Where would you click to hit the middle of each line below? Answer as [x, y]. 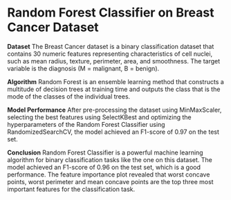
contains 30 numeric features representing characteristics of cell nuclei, [110, 54]
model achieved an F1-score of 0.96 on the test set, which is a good [104, 167]
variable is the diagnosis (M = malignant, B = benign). [83, 68]
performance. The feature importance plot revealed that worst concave [109, 174]
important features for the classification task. [71, 189]
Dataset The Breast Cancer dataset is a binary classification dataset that [111, 46]
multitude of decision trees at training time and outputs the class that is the [114, 89]
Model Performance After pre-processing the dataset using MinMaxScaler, [114, 110]
